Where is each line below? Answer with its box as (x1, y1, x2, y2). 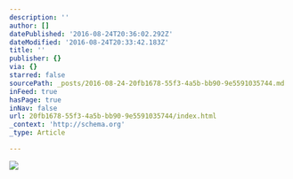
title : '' (9, 46, 46, 55)
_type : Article (9, 128, 66, 137)
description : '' (9, 12, 69, 22)
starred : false (9, 71, 66, 80)
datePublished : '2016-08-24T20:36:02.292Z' (9, 29, 174, 38)
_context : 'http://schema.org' (9, 121, 126, 129)
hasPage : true (9, 95, 62, 105)
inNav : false (9, 104, 58, 113)
